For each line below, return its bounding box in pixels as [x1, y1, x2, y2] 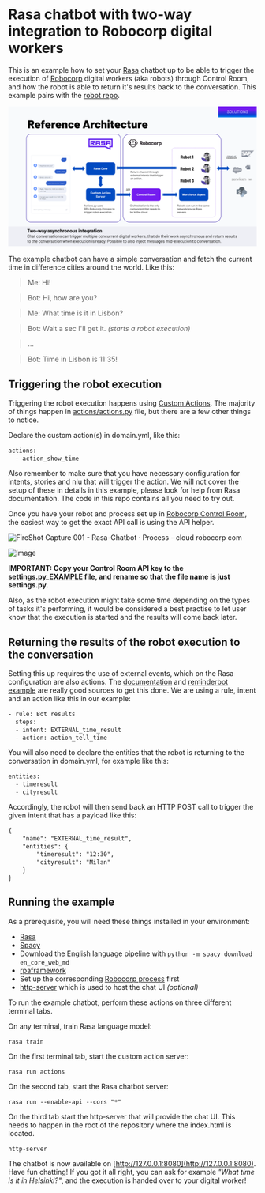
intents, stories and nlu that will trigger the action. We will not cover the [8, 477, 239, 487]
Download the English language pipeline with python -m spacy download [19, 949, 252, 958]
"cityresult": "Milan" [36, 859, 111, 866]
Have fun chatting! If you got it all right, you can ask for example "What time [8, 1167, 255, 1176]
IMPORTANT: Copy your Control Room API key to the [8, 564, 184, 573]
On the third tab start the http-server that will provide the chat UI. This [8, 1112, 236, 1121]
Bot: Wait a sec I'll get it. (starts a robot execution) [27, 324, 191, 334]
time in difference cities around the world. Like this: [8, 262, 175, 272]
